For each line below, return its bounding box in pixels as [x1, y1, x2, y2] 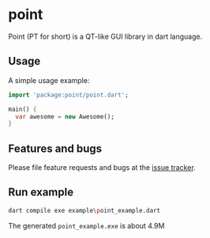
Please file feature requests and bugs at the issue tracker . [8, 163, 196, 172]
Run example [8, 186, 73, 199]
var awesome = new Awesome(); [15, 112, 114, 120]
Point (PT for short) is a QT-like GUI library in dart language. [8, 32, 203, 41]
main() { [8, 105, 37, 113]
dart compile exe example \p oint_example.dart [8, 206, 160, 214]
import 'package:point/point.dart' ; [8, 91, 129, 99]
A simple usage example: [8, 75, 90, 85]
